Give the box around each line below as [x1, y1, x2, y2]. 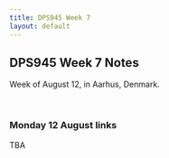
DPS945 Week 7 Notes [9, 55, 140, 70]
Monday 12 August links [9, 119, 117, 132]
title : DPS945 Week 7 [9, 13, 91, 23]
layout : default [9, 22, 70, 31]
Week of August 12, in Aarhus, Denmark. [9, 79, 160, 90]
